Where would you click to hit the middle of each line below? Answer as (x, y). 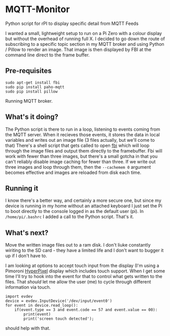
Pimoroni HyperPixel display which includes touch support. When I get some (85, 271)
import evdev (19, 297)
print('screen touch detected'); (59, 319)
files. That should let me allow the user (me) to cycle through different (78, 282)
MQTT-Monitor (38, 9)
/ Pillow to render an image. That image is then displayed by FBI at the (78, 49)
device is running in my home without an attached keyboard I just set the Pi (84, 206)
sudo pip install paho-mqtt (35, 87)
